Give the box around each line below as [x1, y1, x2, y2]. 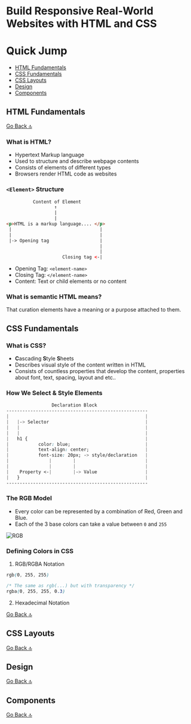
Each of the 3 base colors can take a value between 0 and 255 [14, 520, 167, 528]
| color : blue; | [6, 441, 148, 447]
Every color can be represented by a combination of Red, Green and [14, 507, 183, 514]
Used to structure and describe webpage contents [14, 158, 139, 165]
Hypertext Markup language [14, 151, 85, 159]
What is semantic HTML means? [6, 292, 102, 301]
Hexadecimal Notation [14, 599, 70, 606]
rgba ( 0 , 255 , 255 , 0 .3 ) [6, 588, 66, 594]
